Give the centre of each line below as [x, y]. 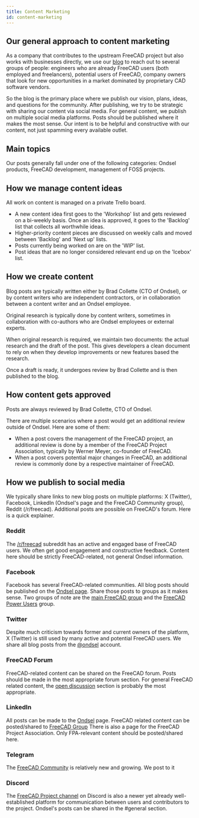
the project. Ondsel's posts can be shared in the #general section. [87, 808]
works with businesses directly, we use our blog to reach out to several [93, 62]
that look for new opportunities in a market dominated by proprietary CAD [96, 81]
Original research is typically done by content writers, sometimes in [88, 315]
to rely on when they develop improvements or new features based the [92, 352]
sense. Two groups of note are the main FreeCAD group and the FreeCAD [96, 597]
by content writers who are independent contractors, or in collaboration [93, 297]
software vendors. [28, 87]
